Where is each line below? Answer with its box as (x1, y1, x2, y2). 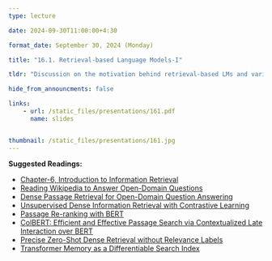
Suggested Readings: (8, 159, 83, 169)
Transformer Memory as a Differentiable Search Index (19, 243, 200, 253)
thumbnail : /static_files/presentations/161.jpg (8, 136, 176, 144)
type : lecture (8, 11, 57, 20)
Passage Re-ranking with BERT (19, 208, 124, 219)
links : (8, 100, 31, 108)
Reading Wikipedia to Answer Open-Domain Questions (19, 183, 203, 193)
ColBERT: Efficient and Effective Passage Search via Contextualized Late (19, 217, 263, 227)
